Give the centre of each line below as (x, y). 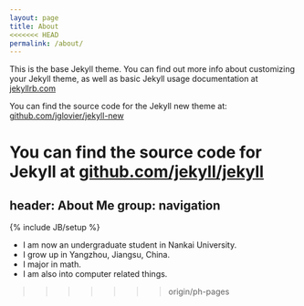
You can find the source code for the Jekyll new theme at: (119, 107)
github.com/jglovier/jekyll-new (67, 116)
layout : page (34, 18)
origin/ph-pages (199, 291)
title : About (34, 26)
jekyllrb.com (33, 88)
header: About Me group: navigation (115, 205)
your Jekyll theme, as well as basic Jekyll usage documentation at (134, 79)
